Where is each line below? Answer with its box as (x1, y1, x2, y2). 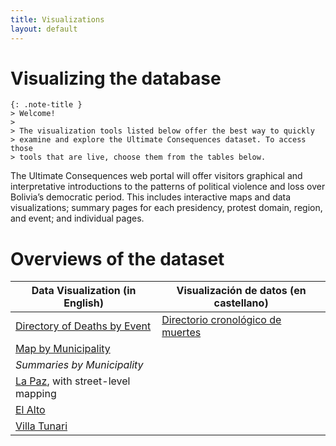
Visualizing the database (10, 67, 222, 90)
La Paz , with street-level (15, 374, 131, 388)
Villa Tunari (15, 419, 68, 433)
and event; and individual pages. (10, 212, 145, 225)
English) (63, 296, 104, 310)
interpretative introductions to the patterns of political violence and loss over (10, 181, 326, 193)
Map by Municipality (15, 342, 111, 356)
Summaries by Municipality (15, 358, 144, 372)
